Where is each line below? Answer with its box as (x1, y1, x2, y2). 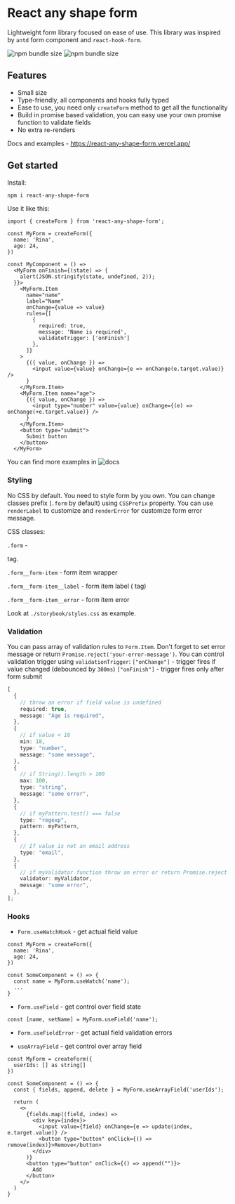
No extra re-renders (17, 125, 76, 134)
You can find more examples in (7, 458, 97, 466)
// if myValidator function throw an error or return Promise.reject (20, 869, 228, 876)
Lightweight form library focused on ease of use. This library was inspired (7, 28, 221, 37)
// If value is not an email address (20, 843, 130, 850)
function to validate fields (17, 118, 91, 126)
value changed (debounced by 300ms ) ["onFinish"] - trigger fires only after (7, 665, 224, 674)
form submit (7, 672, 43, 681)
